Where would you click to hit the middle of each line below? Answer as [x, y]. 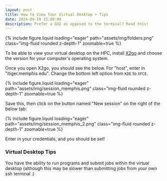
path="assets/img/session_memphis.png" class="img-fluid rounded [75, 89]
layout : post [19, 10]
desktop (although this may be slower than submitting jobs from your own [81, 168]
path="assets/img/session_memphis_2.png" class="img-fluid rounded [78, 124]
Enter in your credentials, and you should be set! [55, 139]
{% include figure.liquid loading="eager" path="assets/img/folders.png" [79, 38]
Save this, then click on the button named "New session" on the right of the [83, 104]
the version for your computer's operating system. [57, 59]
